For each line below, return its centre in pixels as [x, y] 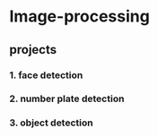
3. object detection [51, 123]
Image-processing [79, 17]
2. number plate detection [67, 98]
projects [33, 50]
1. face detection [46, 75]
